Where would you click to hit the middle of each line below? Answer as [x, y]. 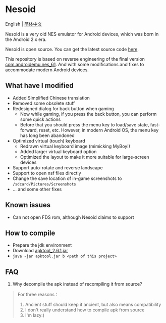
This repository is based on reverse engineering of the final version [75, 59]
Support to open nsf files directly [47, 173]
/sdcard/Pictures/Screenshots [44, 184]
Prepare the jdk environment [42, 245]
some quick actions [40, 119]
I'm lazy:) [35, 315]
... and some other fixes [37, 189]
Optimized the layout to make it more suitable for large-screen [85, 157]
